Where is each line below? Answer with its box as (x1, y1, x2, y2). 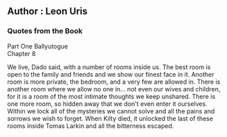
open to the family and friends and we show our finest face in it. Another (7, 70, 215, 78)
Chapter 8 (7, 49, 36, 57)
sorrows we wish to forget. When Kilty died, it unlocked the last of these (7, 114, 214, 122)
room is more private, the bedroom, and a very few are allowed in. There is (7, 77, 221, 86)
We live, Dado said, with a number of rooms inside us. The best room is (7, 62, 211, 71)
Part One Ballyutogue (7, 42, 68, 51)
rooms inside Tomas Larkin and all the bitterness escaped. (7, 121, 174, 130)
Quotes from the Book (7, 26, 83, 36)
